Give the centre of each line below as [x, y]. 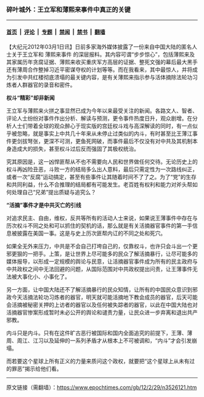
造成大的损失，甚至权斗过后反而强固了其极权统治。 [75, 149]
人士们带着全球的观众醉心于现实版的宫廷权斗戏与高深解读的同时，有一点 [102, 125]
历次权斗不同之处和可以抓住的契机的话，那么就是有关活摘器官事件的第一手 [99, 225]
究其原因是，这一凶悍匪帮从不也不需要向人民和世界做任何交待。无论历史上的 [102, 161]
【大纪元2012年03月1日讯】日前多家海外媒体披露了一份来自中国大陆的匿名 [99, 46]
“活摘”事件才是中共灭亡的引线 [44, 205]
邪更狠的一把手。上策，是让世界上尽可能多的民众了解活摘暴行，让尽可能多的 [102, 253]
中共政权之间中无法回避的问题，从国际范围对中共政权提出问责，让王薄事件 [99, 269]
